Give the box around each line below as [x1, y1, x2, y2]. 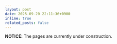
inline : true [5, 16, 32, 21]
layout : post [5, 7, 32, 12]
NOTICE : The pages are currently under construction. [5, 33, 113, 39]
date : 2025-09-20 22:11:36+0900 [5, 11, 70, 16]
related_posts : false [5, 20, 49, 25]
